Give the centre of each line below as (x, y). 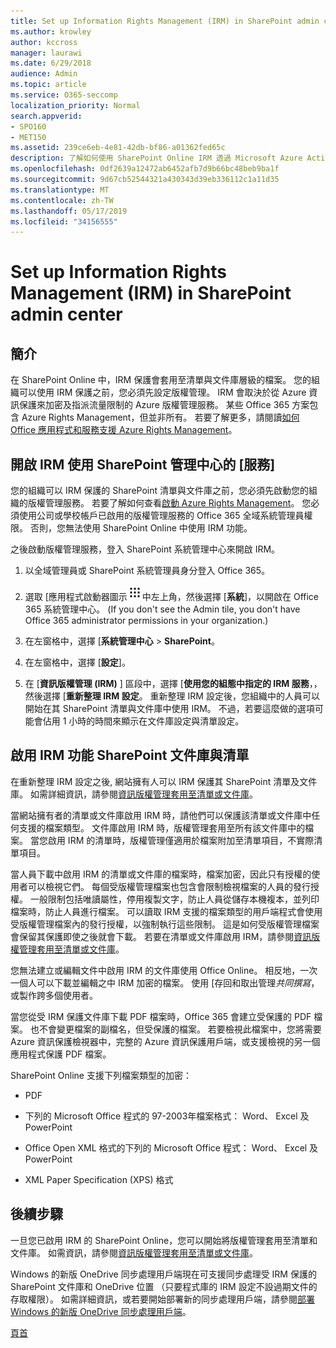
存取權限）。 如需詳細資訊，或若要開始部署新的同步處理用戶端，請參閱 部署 (162, 1299)
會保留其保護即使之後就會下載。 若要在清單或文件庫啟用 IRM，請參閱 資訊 (161, 936)
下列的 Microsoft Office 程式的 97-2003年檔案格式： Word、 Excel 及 (167, 1116)
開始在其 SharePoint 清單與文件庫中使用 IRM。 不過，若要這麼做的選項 (169, 709)
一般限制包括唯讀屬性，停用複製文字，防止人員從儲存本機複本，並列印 (174, 899)
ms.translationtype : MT (60, 190)
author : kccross (44, 42)
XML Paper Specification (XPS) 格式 (99, 1179)
